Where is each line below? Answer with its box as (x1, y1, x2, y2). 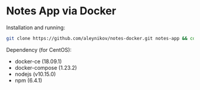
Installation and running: (6, 24, 65, 31)
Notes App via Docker (6, 4, 117, 18)
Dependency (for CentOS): (6, 46, 72, 53)
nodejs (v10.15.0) (14, 70, 57, 77)
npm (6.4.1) (14, 76, 43, 84)
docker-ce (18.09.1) (14, 58, 62, 65)
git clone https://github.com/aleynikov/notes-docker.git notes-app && (6, 35, 187, 41)
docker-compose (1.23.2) (14, 64, 77, 71)
